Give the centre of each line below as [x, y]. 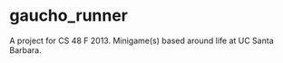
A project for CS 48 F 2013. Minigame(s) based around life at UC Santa [141, 40]
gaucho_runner [69, 16]
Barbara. [26, 49]
